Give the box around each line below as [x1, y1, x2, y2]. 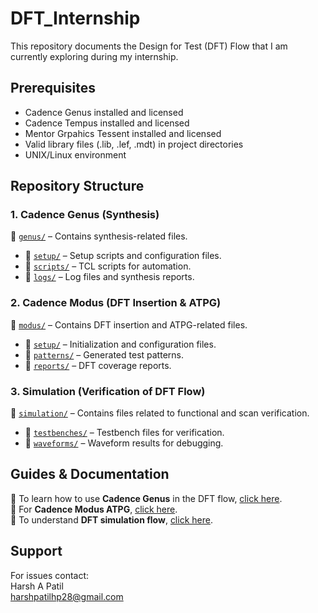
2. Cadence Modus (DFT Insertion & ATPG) [10, 296, 222, 310]
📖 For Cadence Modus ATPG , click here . [10, 503, 178, 515]
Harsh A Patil [10, 580, 64, 592]
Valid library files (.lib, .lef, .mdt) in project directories [24, 138, 244, 150]
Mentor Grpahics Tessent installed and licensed [24, 127, 222, 139]
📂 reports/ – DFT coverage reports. [24, 359, 172, 371]
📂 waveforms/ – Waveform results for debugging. [24, 437, 224, 449]
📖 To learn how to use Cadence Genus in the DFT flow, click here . [10, 492, 283, 504]
